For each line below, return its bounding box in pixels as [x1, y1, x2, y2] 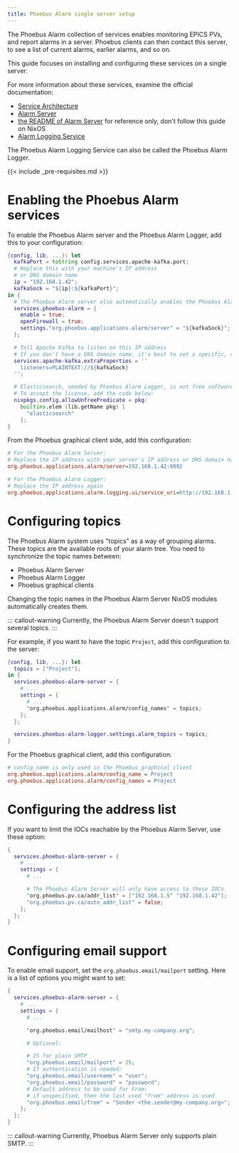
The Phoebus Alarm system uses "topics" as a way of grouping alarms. [7, 537, 216, 545]
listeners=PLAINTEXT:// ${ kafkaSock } [20, 364, 129, 371]
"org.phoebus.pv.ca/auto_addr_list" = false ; [26, 898, 164, 906]
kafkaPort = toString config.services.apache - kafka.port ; [14, 258, 190, 265]
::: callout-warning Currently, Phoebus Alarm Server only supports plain [7, 1132, 217, 1139]
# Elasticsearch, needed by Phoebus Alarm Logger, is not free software [14, 384, 234, 391]
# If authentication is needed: [26, 1065, 122, 1073]
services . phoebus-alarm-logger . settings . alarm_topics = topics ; [14, 731, 208, 738]
